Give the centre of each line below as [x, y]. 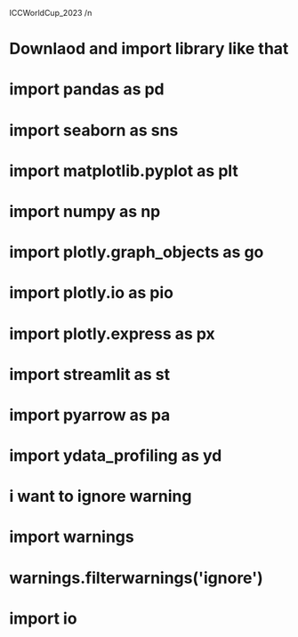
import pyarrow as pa [90, 415]
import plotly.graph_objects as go [137, 252]
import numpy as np [85, 211]
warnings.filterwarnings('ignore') [137, 578]
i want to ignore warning [101, 496]
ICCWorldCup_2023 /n [51, 13]
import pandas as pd [87, 89]
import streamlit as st [90, 374]
